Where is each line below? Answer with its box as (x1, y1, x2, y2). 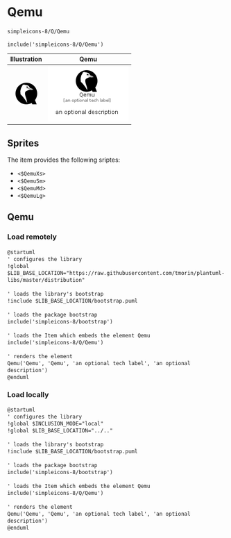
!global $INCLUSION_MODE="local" (7, 420, 104, 427)
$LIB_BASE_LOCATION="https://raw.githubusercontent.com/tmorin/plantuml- (7, 269, 225, 276)
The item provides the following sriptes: (7, 155, 121, 164)
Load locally (7, 389, 49, 399)
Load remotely (7, 232, 58, 242)
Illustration (10, 55, 43, 63)
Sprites (7, 137, 40, 149)
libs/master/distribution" (7, 276, 85, 283)
